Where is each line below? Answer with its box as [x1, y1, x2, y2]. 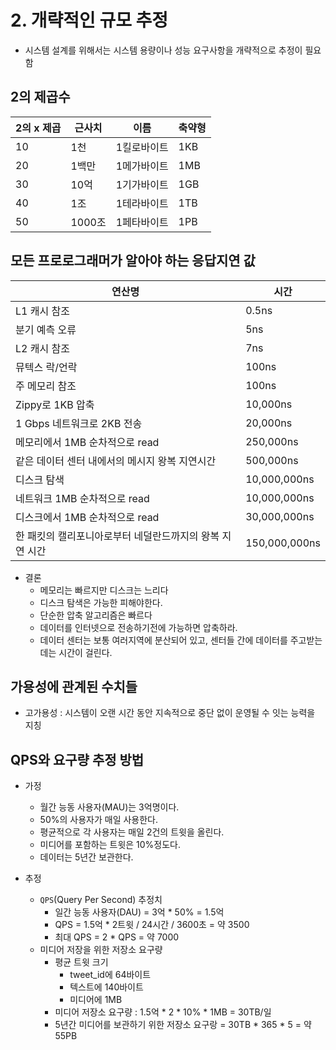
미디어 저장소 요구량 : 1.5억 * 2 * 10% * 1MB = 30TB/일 [54, 1006, 272, 1018]
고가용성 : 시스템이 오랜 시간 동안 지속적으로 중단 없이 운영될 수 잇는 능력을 [24, 707, 316, 719]
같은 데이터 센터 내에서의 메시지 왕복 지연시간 [15, 454, 217, 468]
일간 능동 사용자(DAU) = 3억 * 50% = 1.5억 [54, 906, 225, 918]
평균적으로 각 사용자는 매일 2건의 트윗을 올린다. [39, 826, 225, 838]
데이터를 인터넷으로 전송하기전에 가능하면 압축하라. [39, 621, 238, 633]
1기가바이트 [115, 177, 169, 191]
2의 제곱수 [10, 89, 71, 106]
